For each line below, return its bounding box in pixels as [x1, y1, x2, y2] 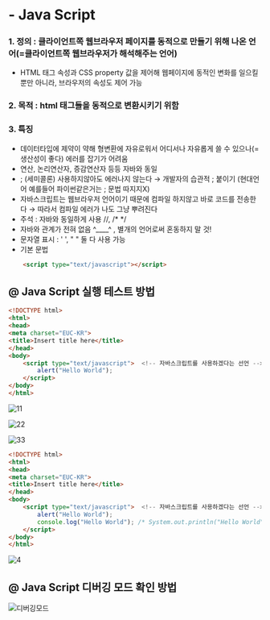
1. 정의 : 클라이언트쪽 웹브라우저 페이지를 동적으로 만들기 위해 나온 [8, 36, 247, 48]
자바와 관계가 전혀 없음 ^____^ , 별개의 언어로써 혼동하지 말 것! [19, 224, 212, 234]
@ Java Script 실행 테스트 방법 [8, 285, 155, 298]
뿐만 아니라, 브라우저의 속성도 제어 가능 [19, 78, 143, 88]
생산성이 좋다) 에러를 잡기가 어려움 [19, 153, 129, 163]
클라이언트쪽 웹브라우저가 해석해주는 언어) [24, 48, 178, 60]
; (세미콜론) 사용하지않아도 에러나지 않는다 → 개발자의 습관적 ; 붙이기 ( [19, 173, 240, 183]
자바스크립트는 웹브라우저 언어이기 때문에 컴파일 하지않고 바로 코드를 [19, 193, 235, 203]
